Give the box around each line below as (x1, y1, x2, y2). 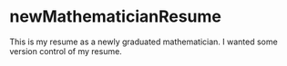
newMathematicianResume (9, 6, 221, 27)
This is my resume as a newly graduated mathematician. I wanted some (9, 36, 278, 47)
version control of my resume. (9, 45, 123, 56)
